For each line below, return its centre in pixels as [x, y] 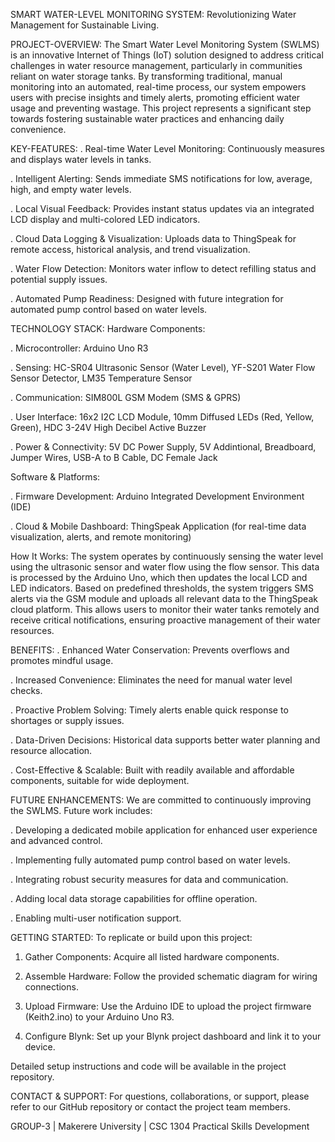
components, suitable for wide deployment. [100, 780]
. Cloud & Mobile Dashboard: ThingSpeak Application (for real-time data [158, 526]
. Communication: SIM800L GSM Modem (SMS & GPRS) [126, 397]
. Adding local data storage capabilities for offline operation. [134, 898]
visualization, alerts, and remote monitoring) [101, 537]
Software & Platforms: [55, 477]
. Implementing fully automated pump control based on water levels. [150, 860]
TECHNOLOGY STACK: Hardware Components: [108, 328]
